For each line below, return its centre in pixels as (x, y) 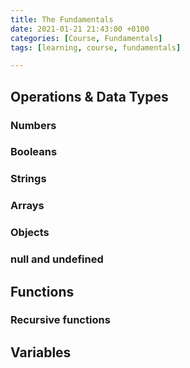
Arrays (27, 206)
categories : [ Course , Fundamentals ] (86, 38)
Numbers (33, 125)
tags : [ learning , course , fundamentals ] (96, 47)
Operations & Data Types (89, 96)
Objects (30, 233)
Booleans (34, 152)
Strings (28, 179)
